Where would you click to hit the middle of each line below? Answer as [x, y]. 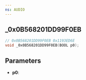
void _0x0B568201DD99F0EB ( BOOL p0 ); [42, 45]
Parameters [23, 61]
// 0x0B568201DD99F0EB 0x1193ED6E [40, 41]
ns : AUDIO [15, 10]
